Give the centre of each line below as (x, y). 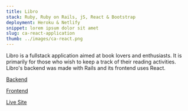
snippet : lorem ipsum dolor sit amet (52, 28)
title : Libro (22, 11)
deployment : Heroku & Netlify (43, 22)
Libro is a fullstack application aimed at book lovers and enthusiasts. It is (94, 55)
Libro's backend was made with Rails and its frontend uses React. (86, 68)
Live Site (17, 102)
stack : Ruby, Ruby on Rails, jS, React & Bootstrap (71, 17)
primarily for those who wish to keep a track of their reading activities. (91, 62)
